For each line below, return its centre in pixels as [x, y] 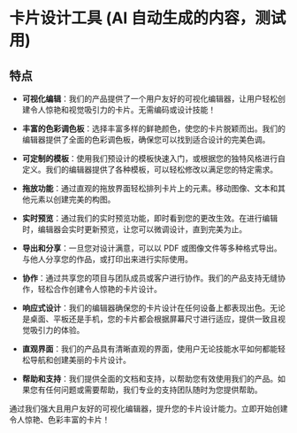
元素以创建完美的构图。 [72, 199]
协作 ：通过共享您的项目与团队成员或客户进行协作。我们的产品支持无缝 [150, 278]
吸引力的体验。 [57, 330]
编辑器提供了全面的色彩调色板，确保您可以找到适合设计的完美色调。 [146, 139]
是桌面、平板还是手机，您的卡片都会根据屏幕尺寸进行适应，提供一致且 [150, 319]
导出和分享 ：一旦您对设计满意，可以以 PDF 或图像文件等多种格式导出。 [152, 248]
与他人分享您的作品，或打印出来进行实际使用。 [107, 259]
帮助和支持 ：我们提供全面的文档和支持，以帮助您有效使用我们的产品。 [150, 379]
